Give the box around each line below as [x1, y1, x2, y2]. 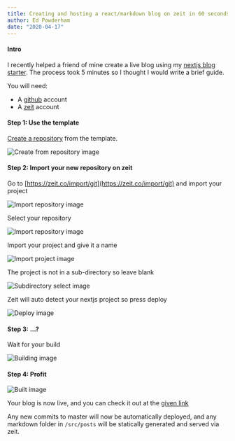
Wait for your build [7, 340, 61, 349]
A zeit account [17, 102, 59, 111]
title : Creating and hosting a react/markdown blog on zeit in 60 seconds [7, 10, 230, 17]
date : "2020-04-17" [7, 23, 64, 30]
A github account [17, 95, 68, 104]
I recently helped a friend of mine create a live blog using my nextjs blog [7, 60, 215, 69]
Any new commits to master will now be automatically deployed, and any [7, 412, 217, 421]
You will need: [7, 81, 48, 90]
